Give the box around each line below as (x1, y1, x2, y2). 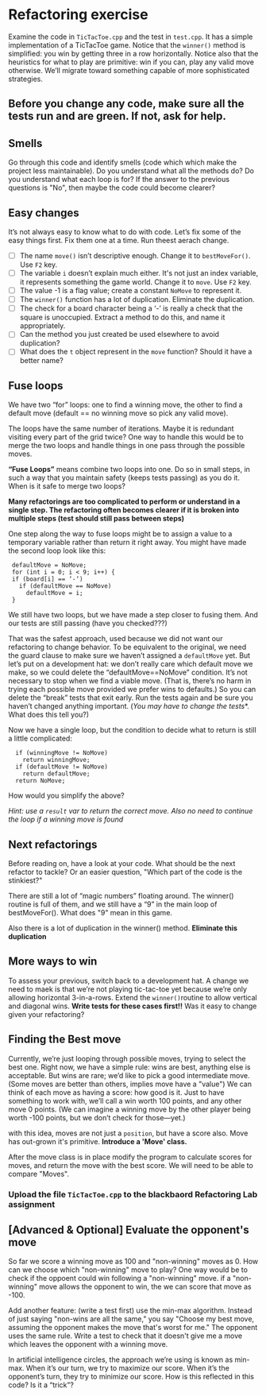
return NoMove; (15, 777, 66, 785)
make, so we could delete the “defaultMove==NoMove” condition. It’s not (8, 667, 248, 677)
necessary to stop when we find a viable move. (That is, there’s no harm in (8, 676, 252, 686)
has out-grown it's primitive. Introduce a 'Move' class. (8, 1136, 188, 1146)
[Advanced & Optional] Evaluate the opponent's (8, 1223, 250, 1236)
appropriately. (19, 321, 66, 331)
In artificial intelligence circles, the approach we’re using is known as (8, 1355, 233, 1364)
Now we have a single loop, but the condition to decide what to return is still (8, 725, 256, 735)
